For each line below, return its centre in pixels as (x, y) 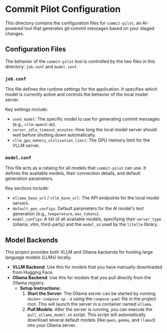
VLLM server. (26, 146)
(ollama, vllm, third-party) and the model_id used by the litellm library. (85, 224)
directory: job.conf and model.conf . (42, 66)
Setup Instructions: (40, 288)
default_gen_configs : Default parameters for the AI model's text (78, 208)
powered (14, 28)
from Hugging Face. (33, 272)
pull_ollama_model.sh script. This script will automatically (86, 315)
